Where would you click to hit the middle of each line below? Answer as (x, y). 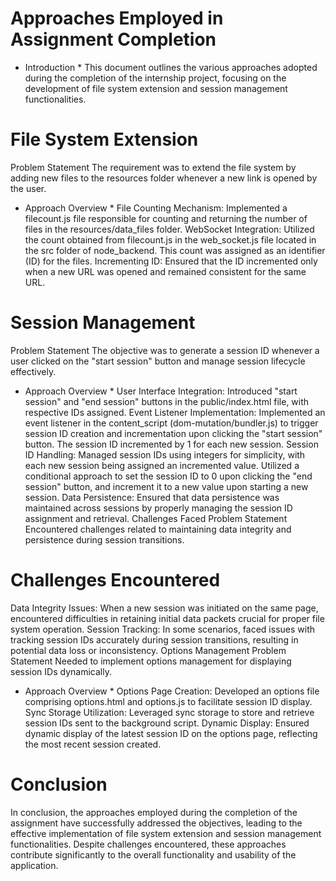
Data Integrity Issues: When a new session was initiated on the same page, (164, 608)
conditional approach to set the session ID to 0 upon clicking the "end (168, 476)
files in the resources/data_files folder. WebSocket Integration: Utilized (169, 229)
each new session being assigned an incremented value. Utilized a (162, 465)
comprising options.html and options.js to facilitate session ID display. (168, 701)
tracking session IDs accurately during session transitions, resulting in (154, 639)
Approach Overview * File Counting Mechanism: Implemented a (156, 208)
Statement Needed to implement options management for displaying (151, 661)
